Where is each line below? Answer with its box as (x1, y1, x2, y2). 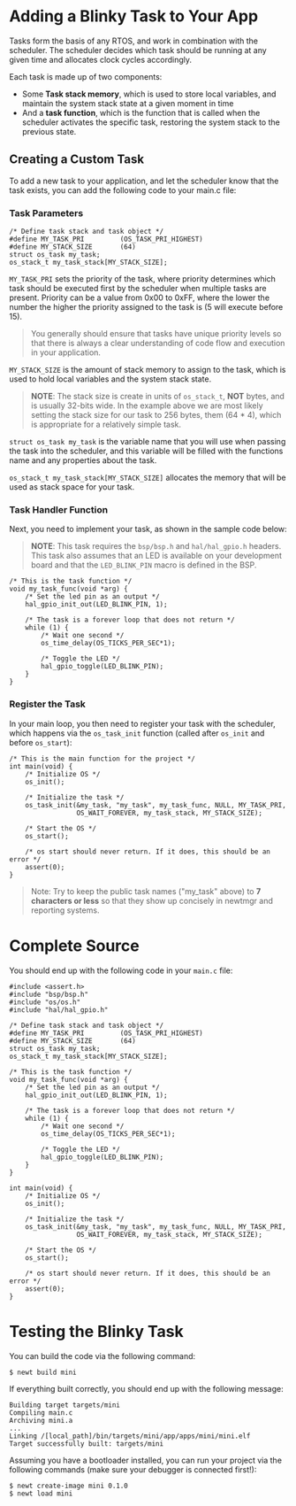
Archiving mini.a (9, 1416, 73, 1425)
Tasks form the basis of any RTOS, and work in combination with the (9, 35, 259, 46)
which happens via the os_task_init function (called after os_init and (9, 728, 265, 738)
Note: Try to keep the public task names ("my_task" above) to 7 (30, 885, 262, 896)
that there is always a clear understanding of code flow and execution (30, 338, 285, 349)
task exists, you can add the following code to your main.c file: (9, 184, 237, 196)
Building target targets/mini (9, 1401, 121, 1409)
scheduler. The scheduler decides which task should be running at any (9, 44, 267, 55)
